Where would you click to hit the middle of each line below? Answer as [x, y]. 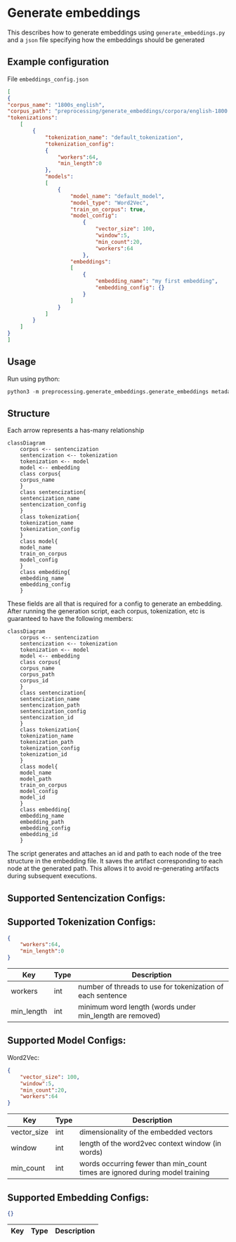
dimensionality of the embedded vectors [146, 1132]
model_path [36, 779]
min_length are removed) [119, 1016]
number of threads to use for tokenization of [151, 987]
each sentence [103, 995]
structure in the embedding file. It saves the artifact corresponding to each [115, 861]
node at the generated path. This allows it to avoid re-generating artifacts [113, 868]
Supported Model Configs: [67, 1041]
